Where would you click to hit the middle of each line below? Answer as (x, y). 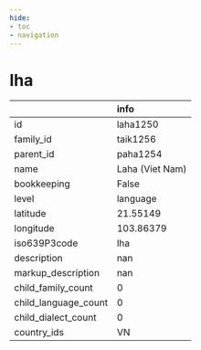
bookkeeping (42, 184)
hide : (20, 18)
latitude (30, 214)
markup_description (57, 273)
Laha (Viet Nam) (152, 169)
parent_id (34, 154)
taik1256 (137, 140)
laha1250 (138, 124)
